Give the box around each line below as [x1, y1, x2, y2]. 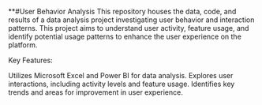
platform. [8, 40, 38, 50]
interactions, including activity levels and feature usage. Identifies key [8, 79, 235, 88]
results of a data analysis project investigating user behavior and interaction [8, 15, 255, 24]
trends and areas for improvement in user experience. [8, 88, 183, 97]
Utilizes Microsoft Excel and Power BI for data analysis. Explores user [8, 71, 234, 80]
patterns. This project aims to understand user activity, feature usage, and [8, 24, 249, 32]
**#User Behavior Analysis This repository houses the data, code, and [8, 7, 237, 16]
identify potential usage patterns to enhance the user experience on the [8, 32, 242, 41]
